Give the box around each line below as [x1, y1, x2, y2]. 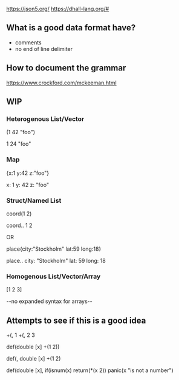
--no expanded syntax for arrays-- [6, 297, 93, 305]
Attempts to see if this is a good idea [6, 315, 146, 325]
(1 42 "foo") [6, 129, 35, 136]
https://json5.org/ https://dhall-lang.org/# [6, 5, 109, 12]
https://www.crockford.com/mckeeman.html [6, 79, 117, 86]
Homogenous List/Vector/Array [6, 272, 101, 280]
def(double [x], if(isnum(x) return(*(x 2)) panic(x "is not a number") [6, 367, 174, 374]
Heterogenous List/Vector [6, 115, 85, 123]
